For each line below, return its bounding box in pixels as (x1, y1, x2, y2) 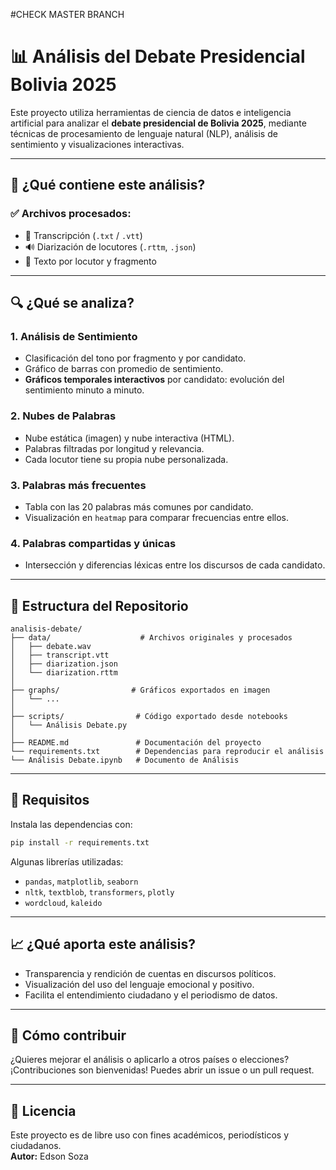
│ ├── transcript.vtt (10, 650, 110, 661)
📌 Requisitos (10, 792, 90, 809)
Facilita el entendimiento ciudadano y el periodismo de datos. (24, 989, 278, 1001)
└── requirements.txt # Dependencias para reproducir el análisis (10, 747, 325, 757)
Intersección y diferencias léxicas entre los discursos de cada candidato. (24, 559, 326, 571)
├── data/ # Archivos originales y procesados (10, 633, 293, 643)
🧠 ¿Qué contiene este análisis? (10, 177, 206, 194)
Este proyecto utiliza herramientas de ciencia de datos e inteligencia (10, 106, 292, 118)
